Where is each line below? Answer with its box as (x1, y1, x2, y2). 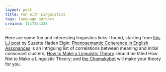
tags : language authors (5, 16, 55, 21)
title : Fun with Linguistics (5, 12, 66, 17)
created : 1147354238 (5, 21, 48, 26)
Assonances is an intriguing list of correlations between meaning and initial (5, 45, 159, 51)
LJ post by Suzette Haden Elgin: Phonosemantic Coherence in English (5, 40, 149, 46)
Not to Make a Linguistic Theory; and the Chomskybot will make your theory (5, 56, 162, 62)
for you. (5, 61, 21, 67)
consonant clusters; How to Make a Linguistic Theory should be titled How (5, 51, 158, 57)
